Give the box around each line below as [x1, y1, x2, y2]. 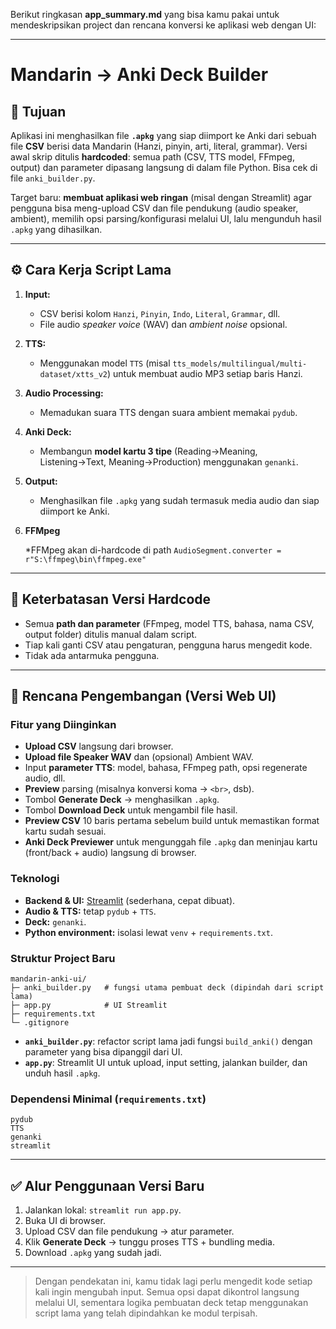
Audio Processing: [24, 387, 104, 399]
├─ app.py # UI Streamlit [10, 1000, 168, 1010]
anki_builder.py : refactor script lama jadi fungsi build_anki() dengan [24, 1035, 313, 1047]
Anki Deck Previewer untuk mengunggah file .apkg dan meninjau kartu [24, 836, 318, 848]
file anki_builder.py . [10, 172, 96, 184]
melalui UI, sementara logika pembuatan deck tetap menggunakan [34, 1297, 309, 1309]
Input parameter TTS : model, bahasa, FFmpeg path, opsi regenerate [24, 762, 308, 774]
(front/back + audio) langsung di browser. [24, 847, 197, 859]
